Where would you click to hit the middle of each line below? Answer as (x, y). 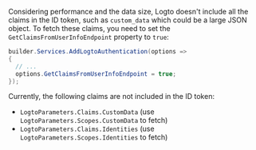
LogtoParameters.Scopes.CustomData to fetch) (94, 120)
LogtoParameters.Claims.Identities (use (87, 129)
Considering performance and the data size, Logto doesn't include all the (128, 12)
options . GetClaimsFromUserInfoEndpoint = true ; (96, 74)
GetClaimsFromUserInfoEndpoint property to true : (89, 37)
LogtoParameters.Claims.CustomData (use (87, 112)
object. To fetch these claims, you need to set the (89, 28)
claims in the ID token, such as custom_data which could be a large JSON (128, 20)
